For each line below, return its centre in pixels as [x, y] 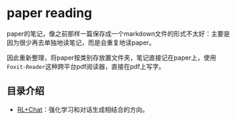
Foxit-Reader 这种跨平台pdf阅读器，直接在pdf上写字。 [86, 66]
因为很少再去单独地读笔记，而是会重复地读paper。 [81, 42]
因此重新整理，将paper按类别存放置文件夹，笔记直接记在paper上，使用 [112, 58]
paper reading [49, 13]
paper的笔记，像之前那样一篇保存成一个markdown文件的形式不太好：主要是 [118, 33]
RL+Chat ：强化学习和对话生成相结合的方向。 [83, 109]
